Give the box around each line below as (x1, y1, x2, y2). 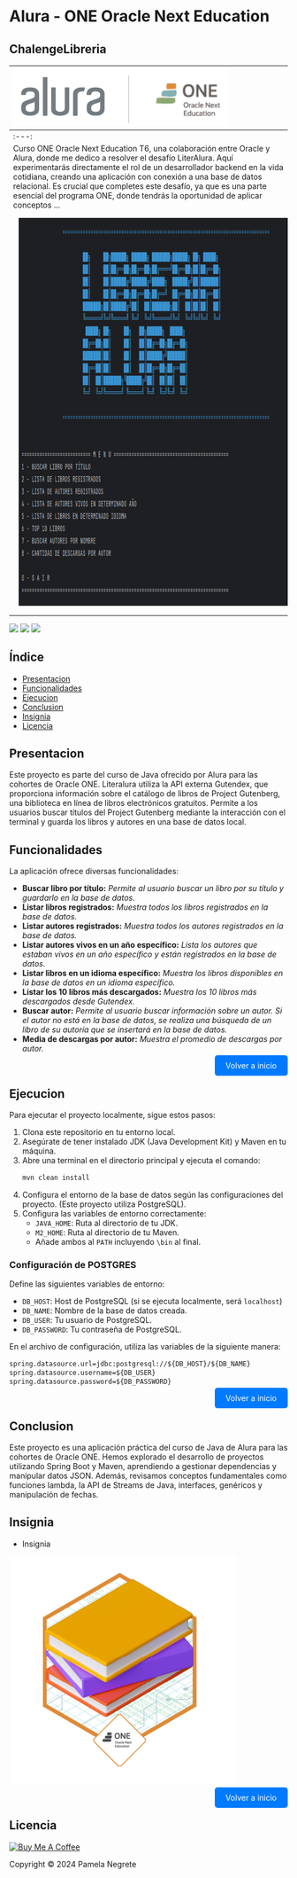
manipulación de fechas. (9, 1489, 99, 1499)
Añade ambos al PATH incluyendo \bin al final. (34, 1236, 202, 1247)
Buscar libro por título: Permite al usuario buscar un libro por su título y (21, 883, 285, 894)
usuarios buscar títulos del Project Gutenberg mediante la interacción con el (9, 807, 286, 818)
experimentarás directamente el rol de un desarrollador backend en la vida (12, 162, 285, 172)
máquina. (21, 1146, 57, 1156)
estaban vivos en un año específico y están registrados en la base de (21, 949, 277, 959)
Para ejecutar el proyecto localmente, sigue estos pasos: (9, 1110, 217, 1120)
